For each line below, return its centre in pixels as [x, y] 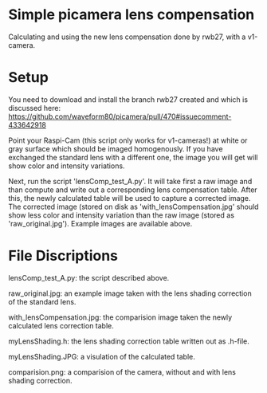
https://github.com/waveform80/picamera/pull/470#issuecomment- [120, 116]
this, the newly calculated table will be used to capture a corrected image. [130, 198]
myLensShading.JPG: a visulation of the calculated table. [102, 356]
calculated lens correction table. [61, 325]
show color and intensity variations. [67, 166]
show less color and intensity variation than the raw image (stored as [122, 215]
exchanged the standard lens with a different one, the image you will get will [133, 157]
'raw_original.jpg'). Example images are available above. [100, 223]
